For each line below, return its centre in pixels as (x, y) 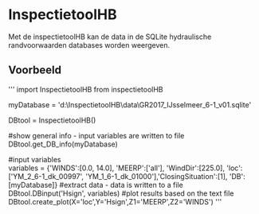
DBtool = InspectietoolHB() (52, 120)
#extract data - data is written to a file (121, 185)
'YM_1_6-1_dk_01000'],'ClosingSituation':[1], (157, 176)
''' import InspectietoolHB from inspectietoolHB (86, 89)
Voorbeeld (35, 70)
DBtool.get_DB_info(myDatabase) (63, 144)
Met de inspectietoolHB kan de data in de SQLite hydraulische (110, 37)
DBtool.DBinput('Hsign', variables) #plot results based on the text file (121, 193)
